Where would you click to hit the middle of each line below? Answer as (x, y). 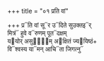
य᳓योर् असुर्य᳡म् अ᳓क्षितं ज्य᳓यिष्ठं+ (52, 41)
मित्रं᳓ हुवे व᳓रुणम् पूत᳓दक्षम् (37, 33)
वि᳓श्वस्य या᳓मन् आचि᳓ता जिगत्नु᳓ (45, 49)
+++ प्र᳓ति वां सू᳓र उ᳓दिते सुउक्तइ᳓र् (50, 25)
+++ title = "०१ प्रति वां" (38, 11)
